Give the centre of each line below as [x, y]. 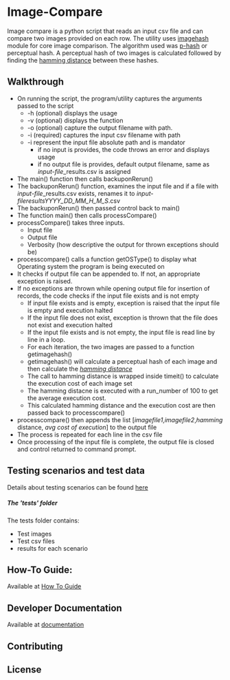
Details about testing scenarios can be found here [78, 487]
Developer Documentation [65, 608]
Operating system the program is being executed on [91, 266]
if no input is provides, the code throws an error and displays [124, 149]
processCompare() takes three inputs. [71, 222]
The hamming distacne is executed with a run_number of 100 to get [123, 391]
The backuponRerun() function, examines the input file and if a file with [117, 186]
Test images [34, 534]
